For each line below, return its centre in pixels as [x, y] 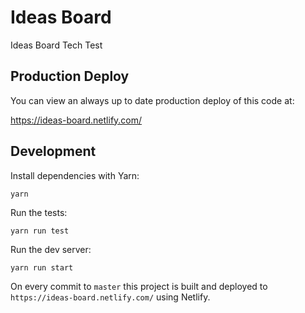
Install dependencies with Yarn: [75, 175]
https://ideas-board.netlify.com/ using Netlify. [110, 297]
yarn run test [40, 231]
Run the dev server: [51, 249]
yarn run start [42, 267]
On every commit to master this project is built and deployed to [139, 286]
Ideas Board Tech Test [56, 45]
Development [53, 151]
